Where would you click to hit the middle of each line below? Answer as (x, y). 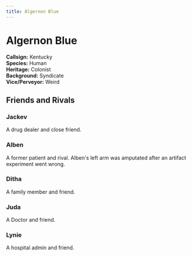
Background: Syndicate (35, 75)
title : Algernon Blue (33, 11)
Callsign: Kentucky (29, 57)
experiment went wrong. (36, 164)
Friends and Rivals (41, 100)
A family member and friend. (41, 192)
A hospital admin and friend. (40, 248)
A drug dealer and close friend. (44, 130)
